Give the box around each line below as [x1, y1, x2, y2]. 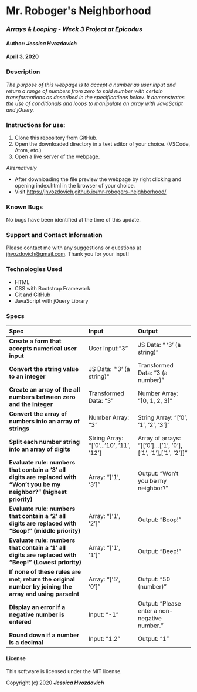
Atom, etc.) [14, 146, 42, 153]
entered [9, 618, 32, 626]
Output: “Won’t [137, 469, 179, 477]
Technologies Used [6, 265, 63, 273]
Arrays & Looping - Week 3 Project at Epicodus [6, 25, 142, 34]
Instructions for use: [6, 121, 66, 129]
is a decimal [9, 638, 43, 647]
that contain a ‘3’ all [9, 466, 66, 474]
